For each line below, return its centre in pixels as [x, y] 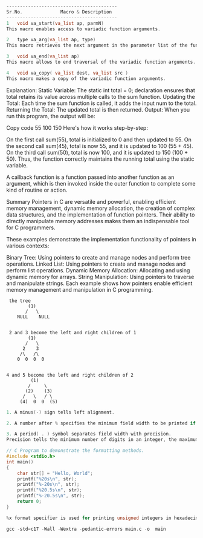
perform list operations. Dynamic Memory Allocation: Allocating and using [98, 270]
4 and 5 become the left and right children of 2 [70, 375]
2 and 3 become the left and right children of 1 [72, 332]
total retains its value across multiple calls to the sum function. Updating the [101, 96]
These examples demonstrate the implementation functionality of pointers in [101, 239]
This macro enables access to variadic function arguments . [84, 29]
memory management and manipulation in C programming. [80, 289]
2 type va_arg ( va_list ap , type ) [51, 40]
